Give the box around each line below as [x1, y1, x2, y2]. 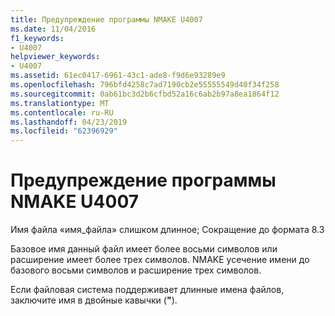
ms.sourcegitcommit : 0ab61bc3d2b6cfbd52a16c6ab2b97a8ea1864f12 [10, 89, 280, 99]
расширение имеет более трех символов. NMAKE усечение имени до [10, 254, 310, 266]
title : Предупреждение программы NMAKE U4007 [10, 14, 203, 25]
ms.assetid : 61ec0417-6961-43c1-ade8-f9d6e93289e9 [10, 71, 226, 81]
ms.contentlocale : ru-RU [10, 107, 114, 118]
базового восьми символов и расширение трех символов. [10, 264, 262, 276]
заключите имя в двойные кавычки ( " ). [10, 294, 178, 306]
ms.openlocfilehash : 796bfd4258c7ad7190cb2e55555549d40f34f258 [10, 80, 280, 90]
